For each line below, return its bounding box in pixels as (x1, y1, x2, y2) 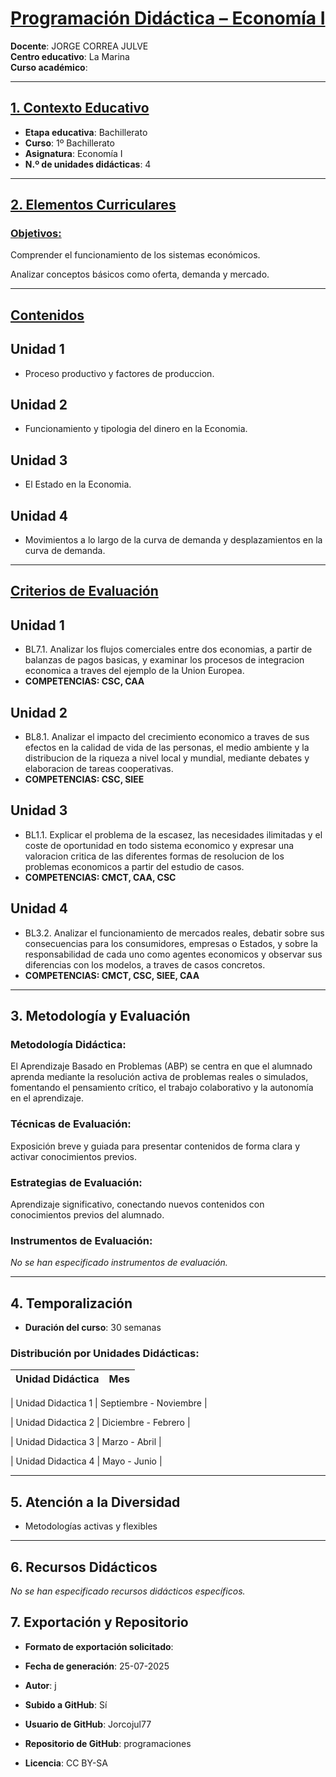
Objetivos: (10, 227, 62, 241)
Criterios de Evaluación (10, 583, 159, 600)
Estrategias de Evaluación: (10, 1175, 143, 1189)
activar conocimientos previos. (10, 1150, 137, 1162)
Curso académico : (10, 61, 88, 73)
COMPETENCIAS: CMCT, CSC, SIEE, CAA (24, 969, 200, 981)
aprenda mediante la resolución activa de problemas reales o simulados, (10, 1071, 309, 1083)
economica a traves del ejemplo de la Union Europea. (24, 665, 245, 677)
